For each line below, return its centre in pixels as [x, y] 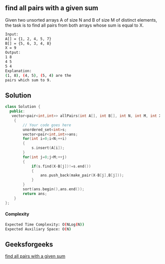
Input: [12, 34]
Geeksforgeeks [29, 244]
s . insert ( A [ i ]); [48, 148]
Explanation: [18, 71]
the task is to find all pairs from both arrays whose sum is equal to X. [74, 25]
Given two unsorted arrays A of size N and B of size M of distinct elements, [81, 20]
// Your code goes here [47, 125]
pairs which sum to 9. [28, 80]
